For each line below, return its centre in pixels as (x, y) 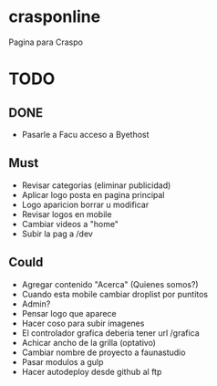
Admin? (36, 304)
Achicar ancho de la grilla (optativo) (89, 342)
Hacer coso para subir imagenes (83, 323)
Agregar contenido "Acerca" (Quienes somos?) (110, 284)
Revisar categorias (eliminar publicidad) (96, 185)
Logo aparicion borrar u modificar (85, 204)
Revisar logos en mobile (67, 214)
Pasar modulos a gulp (62, 361)
